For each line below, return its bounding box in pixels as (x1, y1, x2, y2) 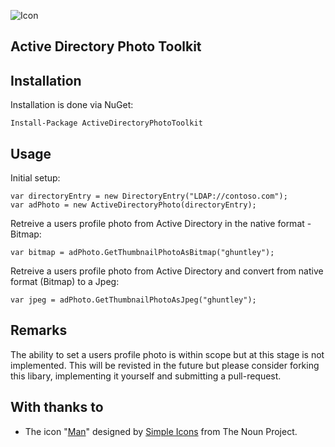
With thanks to (10, 399, 104, 416)
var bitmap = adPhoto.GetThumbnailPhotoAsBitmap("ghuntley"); (10, 248, 275, 258)
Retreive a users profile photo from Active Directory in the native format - (10, 218, 312, 230)
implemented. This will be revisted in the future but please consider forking (10, 359, 320, 371)
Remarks (10, 322, 68, 339)
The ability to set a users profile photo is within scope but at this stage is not (10, 348, 325, 360)
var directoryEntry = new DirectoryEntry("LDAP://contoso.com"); (10, 191, 288, 202)
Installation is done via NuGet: (10, 99, 134, 111)
